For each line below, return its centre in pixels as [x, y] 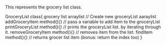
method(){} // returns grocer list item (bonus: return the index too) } [74, 37]
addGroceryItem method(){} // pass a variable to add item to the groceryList [83, 22]
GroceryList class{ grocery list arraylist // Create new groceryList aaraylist [81, 16]
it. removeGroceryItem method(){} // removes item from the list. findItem [79, 32]
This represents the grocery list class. [44, 7]
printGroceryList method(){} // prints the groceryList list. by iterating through [83, 27]
